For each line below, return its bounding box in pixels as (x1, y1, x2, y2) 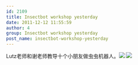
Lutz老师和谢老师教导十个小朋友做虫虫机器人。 (6, 53, 119, 59)
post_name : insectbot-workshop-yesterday (6, 36, 109, 42)
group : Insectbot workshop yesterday (6, 30, 98, 36)
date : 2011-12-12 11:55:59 (6, 19, 72, 25)
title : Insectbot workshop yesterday (6, 14, 98, 20)
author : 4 (6, 25, 30, 31)
